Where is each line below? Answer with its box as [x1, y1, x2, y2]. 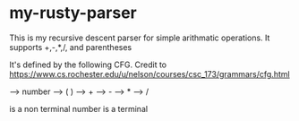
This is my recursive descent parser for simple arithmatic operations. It [9, 32, 270, 43]
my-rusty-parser [9, 3, 137, 23]
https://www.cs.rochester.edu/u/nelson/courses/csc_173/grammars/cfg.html [9, 68, 290, 79]
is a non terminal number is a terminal [9, 103, 149, 114]
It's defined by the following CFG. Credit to [9, 59, 167, 70]
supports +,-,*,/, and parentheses [9, 41, 132, 52]
